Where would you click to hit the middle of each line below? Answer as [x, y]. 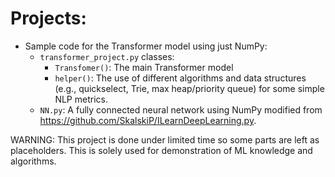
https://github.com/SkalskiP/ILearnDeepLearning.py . [148, 120]
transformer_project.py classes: [107, 56]
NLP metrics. [81, 99]
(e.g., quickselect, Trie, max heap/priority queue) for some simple [189, 88]
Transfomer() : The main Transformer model [144, 67]
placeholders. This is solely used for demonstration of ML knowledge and [161, 150]
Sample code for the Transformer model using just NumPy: [146, 46]
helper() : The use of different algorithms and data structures [180, 78]
